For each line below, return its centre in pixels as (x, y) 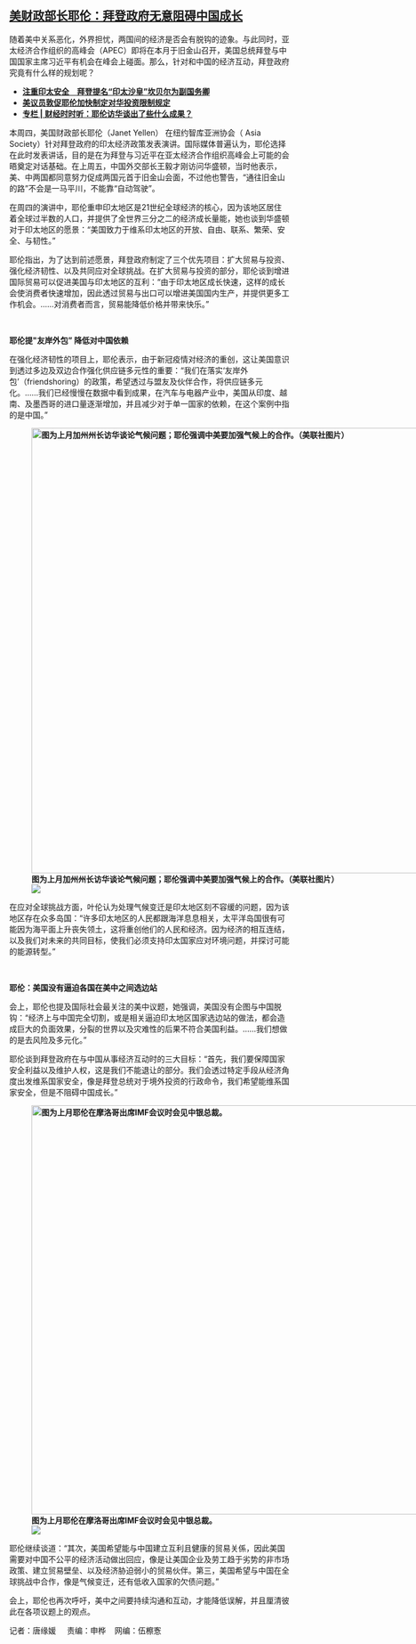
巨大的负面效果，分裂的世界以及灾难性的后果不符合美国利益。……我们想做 (152, 1029)
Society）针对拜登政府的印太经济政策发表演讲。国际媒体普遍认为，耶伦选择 (148, 143)
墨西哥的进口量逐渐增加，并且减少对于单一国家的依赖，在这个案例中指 (161, 403)
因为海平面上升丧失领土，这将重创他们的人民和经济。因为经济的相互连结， (153, 929)
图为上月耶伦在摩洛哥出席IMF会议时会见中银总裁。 (124, 1520)
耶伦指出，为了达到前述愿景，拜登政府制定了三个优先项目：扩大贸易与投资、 (149, 259)
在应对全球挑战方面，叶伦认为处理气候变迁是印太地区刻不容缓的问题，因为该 (149, 907)
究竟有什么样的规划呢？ (52, 72)
